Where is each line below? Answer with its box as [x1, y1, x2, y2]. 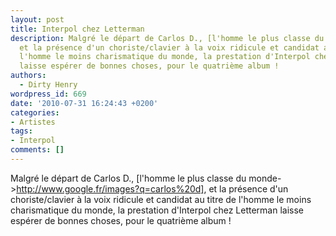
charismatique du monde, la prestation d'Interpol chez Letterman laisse [10, 204, 304, 216]
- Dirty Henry [19, 80, 78, 90]
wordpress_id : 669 [10, 89, 87, 99]
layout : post [10, 14, 65, 25]
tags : [10, 126, 33, 136]
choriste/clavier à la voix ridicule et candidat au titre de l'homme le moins [10, 193, 312, 205]
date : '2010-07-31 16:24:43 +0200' [10, 98, 159, 108]
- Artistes [10, 117, 56, 127]
